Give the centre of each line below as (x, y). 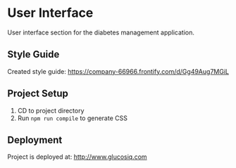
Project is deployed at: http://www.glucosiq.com (77, 157)
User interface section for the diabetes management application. (101, 32)
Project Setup (38, 94)
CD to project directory (51, 110)
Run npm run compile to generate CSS (73, 118)
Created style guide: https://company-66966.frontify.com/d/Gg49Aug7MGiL (118, 71)
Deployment (35, 140)
